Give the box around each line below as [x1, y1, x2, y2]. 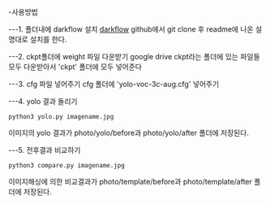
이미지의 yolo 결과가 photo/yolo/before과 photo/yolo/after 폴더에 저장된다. [8, 128, 250, 137]
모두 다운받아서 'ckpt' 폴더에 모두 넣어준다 [8, 62, 142, 72]
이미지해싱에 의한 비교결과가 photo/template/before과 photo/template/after [8, 177, 253, 186]
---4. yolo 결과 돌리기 [8, 97, 78, 106]
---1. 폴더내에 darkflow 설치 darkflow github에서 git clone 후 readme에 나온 [8, 24, 254, 34]
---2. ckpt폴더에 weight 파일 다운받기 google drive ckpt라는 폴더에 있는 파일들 [8, 52, 261, 61]
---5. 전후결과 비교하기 [8, 145, 81, 154]
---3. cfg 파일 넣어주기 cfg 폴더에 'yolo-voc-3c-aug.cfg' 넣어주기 [8, 80, 220, 89]
